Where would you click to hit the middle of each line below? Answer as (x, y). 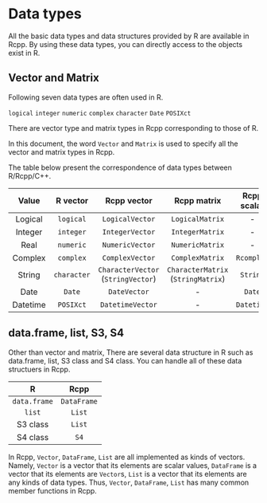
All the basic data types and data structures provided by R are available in (129, 36)
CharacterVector (129, 269)
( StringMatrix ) (197, 278)
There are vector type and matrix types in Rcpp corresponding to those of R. (133, 128)
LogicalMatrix (198, 219)
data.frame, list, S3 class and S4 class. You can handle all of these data (125, 360)
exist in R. (24, 53)
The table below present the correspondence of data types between (120, 167)
